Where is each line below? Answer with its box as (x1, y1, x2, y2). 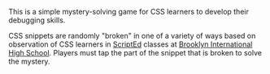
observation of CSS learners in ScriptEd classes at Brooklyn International (8, 39, 253, 49)
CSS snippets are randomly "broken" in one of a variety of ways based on (8, 31, 256, 40)
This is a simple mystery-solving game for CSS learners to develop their (8, 7, 250, 16)
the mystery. (8, 56, 50, 66)
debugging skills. (8, 15, 66, 25)
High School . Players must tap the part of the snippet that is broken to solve (8, 48, 263, 57)
